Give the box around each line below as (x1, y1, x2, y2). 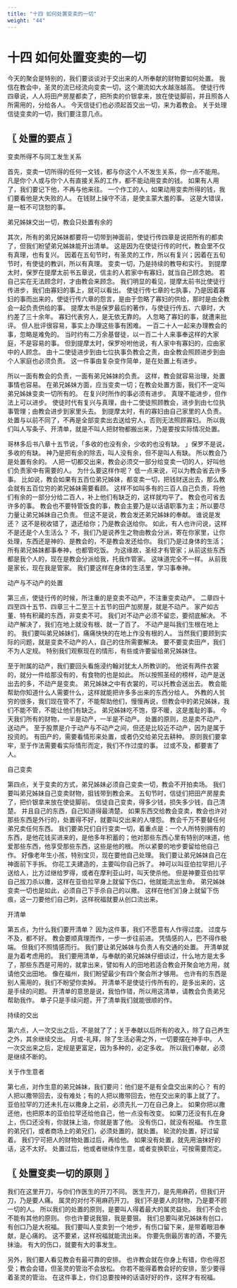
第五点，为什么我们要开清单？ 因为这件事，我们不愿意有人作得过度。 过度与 (7, 925, 227, 934)
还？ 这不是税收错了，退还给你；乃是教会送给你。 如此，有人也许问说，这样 (7, 519, 227, 528)
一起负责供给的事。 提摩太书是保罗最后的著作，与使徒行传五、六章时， (13, 303, 219, 312)
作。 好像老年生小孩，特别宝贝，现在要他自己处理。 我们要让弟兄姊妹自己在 (7, 851, 227, 859)
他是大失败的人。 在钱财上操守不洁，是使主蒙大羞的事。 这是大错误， (25, 194, 227, 202)
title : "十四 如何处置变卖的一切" (7, 10, 97, 18)
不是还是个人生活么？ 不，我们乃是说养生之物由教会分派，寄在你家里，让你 (7, 528, 226, 537)
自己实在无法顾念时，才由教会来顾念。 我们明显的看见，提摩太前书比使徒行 (7, 277, 226, 286)
